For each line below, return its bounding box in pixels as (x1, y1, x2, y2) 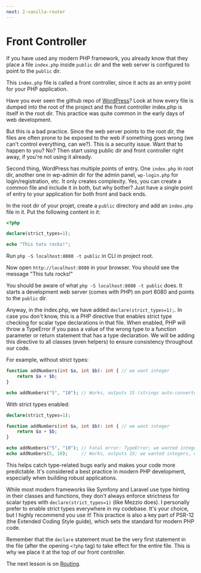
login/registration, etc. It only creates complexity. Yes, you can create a (6, 178, 181, 185)
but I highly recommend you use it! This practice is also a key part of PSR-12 (6, 511, 194, 518)
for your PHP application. (6, 85, 68, 92)
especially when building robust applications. (6, 474, 118, 481)
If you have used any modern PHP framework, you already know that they (6, 55, 188, 62)
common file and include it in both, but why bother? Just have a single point (6, 184, 193, 191)
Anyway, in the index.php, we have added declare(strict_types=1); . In (6, 307, 182, 314)
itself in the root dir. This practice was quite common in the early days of (6, 109, 185, 117)
